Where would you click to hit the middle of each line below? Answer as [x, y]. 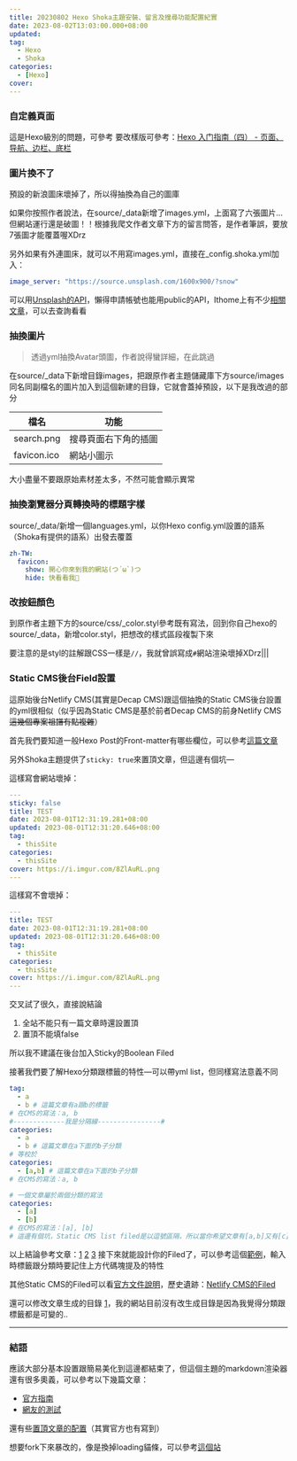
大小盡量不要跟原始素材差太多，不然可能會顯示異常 [102, 479]
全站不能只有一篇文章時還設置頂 [80, 1023]
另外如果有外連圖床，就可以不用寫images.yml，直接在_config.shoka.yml [141, 254]
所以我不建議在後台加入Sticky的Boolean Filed [91, 1053]
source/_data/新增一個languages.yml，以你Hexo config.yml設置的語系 [137, 525]
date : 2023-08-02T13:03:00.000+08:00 [79, 26]
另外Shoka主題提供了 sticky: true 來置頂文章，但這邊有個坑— [122, 759]
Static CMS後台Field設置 [63, 679]
